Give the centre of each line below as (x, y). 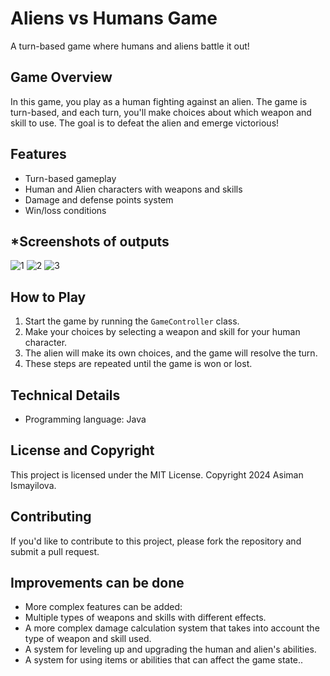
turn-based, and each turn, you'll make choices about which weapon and (161, 112)
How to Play (48, 297)
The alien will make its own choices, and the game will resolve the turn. (171, 353)
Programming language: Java (85, 419)
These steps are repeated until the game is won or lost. (138, 364)
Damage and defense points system (99, 199)
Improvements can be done (97, 583)
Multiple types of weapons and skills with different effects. (145, 618)
